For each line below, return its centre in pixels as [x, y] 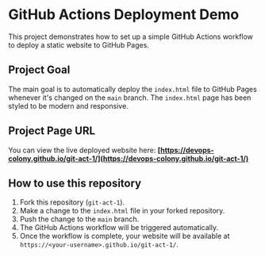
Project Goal [39, 70]
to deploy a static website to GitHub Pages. [79, 44]
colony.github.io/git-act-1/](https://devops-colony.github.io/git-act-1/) [129, 158]
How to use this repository [75, 183]
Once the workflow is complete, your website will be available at [125, 236]
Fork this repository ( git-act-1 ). [72, 202]
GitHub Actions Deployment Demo [124, 15]
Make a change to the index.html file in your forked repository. [122, 211]
